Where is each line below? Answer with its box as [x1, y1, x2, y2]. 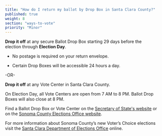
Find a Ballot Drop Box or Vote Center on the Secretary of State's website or [5, 106, 157, 112]
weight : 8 [5, 16, 25, 21]
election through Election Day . [5, 44, 67, 50]
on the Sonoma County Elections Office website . [5, 111, 102, 117]
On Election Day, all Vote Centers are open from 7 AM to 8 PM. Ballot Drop [5, 91, 154, 97]
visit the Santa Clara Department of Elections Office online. [5, 125, 123, 132]
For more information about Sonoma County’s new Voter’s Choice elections [5, 120, 156, 126]
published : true [5, 12, 38, 17]
